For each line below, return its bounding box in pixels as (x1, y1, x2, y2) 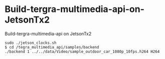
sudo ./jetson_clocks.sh (5, 40, 57, 45)
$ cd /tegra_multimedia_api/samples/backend (5, 44, 99, 49)
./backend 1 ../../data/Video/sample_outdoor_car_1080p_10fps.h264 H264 (5, 49, 160, 54)
